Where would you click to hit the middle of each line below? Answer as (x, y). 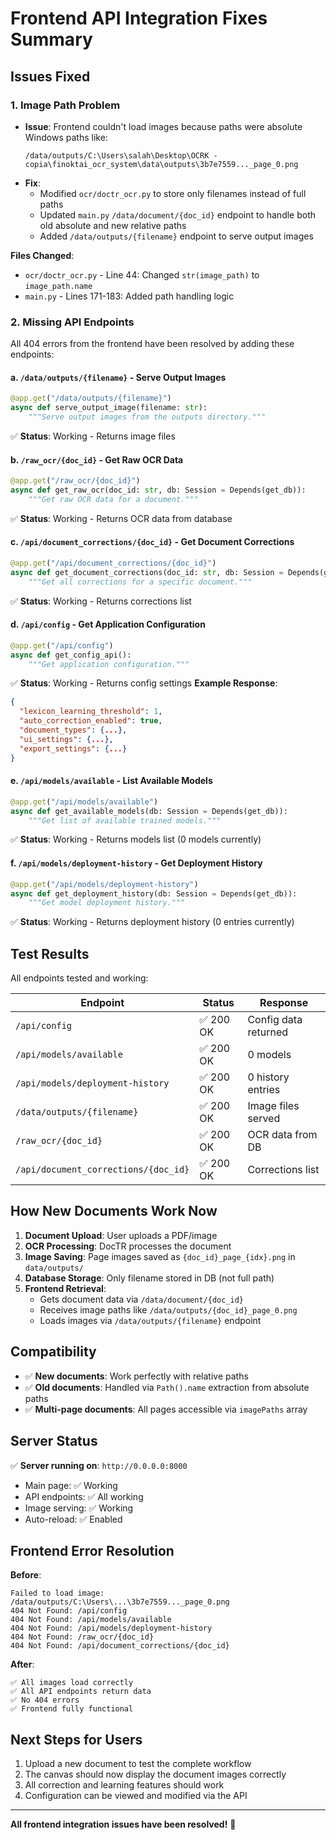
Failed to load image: (57, 1593)
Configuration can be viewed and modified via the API (136, 1796)
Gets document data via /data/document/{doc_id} (142, 1299)
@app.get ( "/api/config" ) (62, 645)
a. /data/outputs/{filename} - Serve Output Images (118, 377)
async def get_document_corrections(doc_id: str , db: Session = (147, 572)
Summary (51, 39)
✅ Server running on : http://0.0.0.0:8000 (99, 1465)
